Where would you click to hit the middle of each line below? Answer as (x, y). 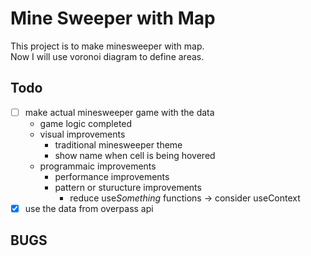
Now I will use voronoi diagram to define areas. (107, 56)
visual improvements (82, 134)
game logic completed (86, 123)
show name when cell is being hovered (135, 155)
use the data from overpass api (89, 208)
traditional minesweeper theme (118, 144)
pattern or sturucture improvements (128, 187)
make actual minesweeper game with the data (119, 112)
